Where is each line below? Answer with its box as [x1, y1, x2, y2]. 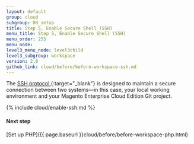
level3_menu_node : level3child [6, 47, 84, 53]
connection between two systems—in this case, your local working [6, 87, 170, 94]
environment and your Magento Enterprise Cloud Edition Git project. [6, 92, 172, 100]
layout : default [6, 8, 46, 15]
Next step [6, 117, 31, 124]
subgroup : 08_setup [6, 20, 55, 25]
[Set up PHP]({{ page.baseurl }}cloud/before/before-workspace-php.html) [6, 131, 189, 138]
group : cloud [6, 14, 39, 20]
